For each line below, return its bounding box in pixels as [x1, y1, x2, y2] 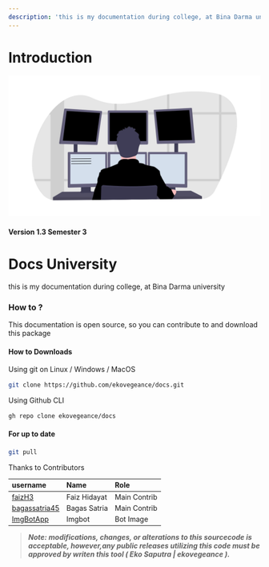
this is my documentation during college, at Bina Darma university [8, 281, 226, 291]
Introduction [8, 48, 93, 67]
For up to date [8, 429, 56, 439]
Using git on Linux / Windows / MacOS [8, 365, 136, 375]
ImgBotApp [11, 514, 50, 524]
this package [8, 328, 51, 338]
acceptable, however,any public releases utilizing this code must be [27, 541, 260, 550]
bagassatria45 [11, 503, 60, 512]
